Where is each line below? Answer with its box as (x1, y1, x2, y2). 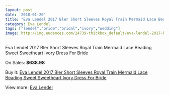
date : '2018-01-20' (5, 12, 46, 17)
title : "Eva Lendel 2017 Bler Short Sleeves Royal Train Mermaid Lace (5, 17, 156, 22)
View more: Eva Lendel (5, 84, 53, 90)
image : (5, 31, 19, 36)
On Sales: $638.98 (5, 60, 45, 65)
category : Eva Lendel (5, 21, 51, 27)
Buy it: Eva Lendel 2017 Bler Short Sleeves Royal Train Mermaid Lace (5, 69, 148, 75)
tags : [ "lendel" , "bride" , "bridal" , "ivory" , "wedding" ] (5, 26, 121, 31)
